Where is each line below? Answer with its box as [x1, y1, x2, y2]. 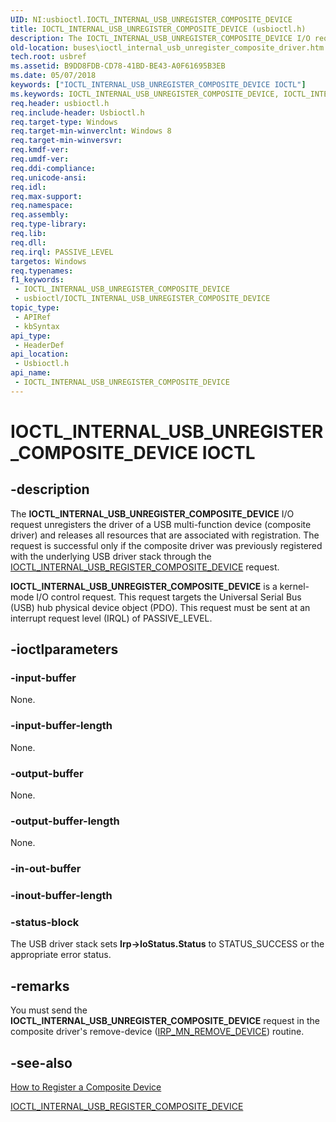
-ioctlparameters [10, 641, 119, 658]
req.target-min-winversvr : [10, 136, 123, 146]
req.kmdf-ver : [10, 145, 70, 155]
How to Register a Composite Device [10, 1081, 162, 1093]
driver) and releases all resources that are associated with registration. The [10, 529, 320, 541]
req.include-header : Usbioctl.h [10, 107, 145, 118]
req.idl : [10, 182, 47, 192]
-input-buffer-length [10, 719, 113, 733]
